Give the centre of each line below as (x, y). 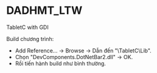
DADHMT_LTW (44, 11)
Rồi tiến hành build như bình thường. (61, 63)
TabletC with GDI (27, 27)
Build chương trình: (30, 39)
